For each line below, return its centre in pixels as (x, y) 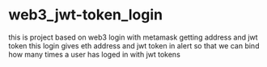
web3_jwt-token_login (86, 15)
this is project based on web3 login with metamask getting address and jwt (133, 37)
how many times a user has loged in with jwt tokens (94, 54)
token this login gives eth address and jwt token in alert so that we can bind (134, 45)
